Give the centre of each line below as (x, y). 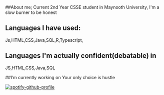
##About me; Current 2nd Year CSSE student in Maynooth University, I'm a (82, 7)
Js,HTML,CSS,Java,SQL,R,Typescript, (44, 40)
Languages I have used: (43, 28)
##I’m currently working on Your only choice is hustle (60, 77)
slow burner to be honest (31, 12)
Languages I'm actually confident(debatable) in (81, 56)
